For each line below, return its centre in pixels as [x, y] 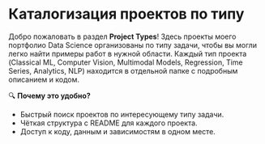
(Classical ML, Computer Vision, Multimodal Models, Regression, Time [126, 62]
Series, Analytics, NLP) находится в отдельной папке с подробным [123, 70]
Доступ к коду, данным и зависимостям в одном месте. [118, 131]
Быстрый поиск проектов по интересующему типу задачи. [122, 114]
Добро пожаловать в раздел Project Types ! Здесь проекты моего [122, 36]
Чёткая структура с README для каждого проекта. [109, 123]
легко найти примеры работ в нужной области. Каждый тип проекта [128, 53]
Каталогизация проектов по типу [126, 14]
